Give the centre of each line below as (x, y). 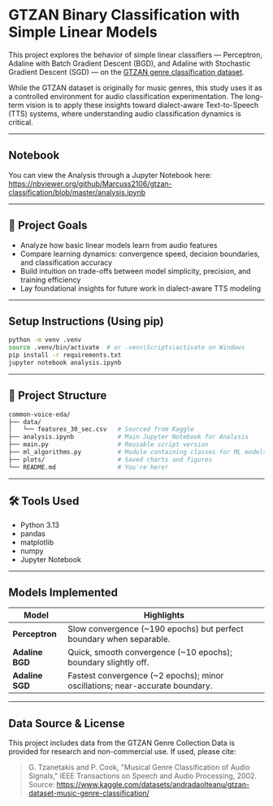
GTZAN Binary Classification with (124, 15)
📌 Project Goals (48, 225)
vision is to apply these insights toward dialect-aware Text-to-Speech (142, 105)
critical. (21, 122)
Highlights (164, 615)
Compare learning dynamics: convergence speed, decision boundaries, (140, 253)
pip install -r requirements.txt (65, 355)
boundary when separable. (119, 639)
